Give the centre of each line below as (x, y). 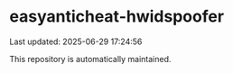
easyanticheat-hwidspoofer (116, 17)
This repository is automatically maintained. (90, 59)
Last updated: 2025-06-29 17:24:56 (76, 41)
